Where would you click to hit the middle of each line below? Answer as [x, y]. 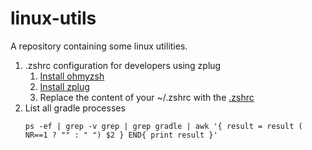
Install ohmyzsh [72, 76]
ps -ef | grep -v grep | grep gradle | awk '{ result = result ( [163, 126]
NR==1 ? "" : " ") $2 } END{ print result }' [121, 135]
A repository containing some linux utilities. [99, 46]
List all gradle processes [75, 108]
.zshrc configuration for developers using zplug [123, 65]
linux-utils [53, 18]
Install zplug [64, 86]
